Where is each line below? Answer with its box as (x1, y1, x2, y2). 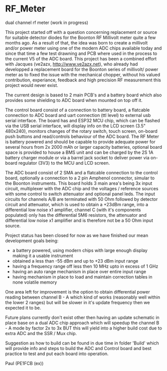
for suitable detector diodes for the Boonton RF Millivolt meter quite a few (5, 34, 156, 40)
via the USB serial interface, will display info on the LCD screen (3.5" (5, 123, 146, 129)
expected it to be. (5, 305, 41, 311)
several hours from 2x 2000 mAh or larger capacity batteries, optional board (5, 144, 162, 150)
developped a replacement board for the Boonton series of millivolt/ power (5, 66, 159, 72)
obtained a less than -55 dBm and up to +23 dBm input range (12, 258, 139, 264)
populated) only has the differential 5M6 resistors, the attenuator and (5, 212, 147, 218)
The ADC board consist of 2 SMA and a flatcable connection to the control (5, 169, 158, 175)
